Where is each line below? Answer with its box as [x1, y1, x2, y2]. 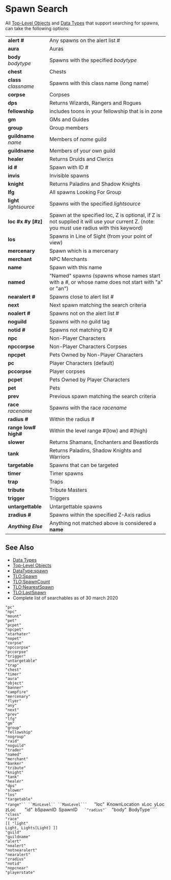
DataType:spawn [12, 567, 48, 574]
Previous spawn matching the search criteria [49, 392, 156, 399]
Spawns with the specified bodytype [49, 57, 137, 64]
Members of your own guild [49, 147, 116, 154]
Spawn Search [5, 3, 68, 15]
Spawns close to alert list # [49, 293, 114, 300]
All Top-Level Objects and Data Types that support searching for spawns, [5, 20, 159, 26]
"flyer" [5, 698, 22, 703]
